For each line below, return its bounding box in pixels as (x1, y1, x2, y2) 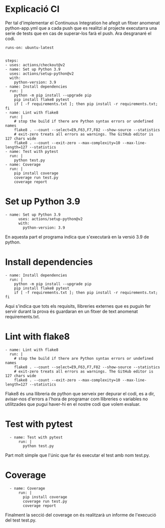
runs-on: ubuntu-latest (5, 45, 54, 50)
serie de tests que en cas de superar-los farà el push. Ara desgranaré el (5, 30, 152, 36)
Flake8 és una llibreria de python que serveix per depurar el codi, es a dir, (5, 390, 155, 396)
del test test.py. (5, 517, 37, 523)
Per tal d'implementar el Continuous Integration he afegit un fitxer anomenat (5, 20, 160, 26)
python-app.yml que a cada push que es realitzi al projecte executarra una (5, 25, 157, 31)
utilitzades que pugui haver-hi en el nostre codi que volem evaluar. (5, 401, 141, 407)
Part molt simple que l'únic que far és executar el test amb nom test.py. (5, 452, 150, 458)
